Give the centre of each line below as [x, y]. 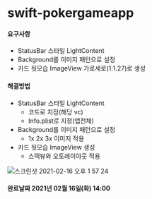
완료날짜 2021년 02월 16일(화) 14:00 [59, 188]
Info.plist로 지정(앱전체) [61, 121]
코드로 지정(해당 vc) [55, 111]
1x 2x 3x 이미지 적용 [56, 138]
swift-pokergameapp [71, 13]
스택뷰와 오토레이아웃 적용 [64, 156]
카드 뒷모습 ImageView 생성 [56, 147]
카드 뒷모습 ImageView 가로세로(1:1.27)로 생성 [82, 68]
